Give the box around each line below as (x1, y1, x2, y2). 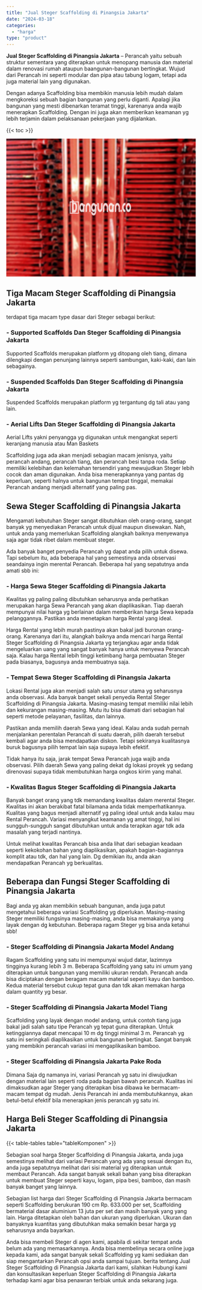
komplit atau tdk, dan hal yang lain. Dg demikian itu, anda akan (6, 853, 161, 860)
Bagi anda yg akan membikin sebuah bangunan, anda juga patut (6, 902, 165, 909)
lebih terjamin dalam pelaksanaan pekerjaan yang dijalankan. (6, 115, 158, 123)
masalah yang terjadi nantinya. (6, 828, 82, 836)
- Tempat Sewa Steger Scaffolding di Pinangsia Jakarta (6, 673, 171, 682)
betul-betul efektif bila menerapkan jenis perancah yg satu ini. (6, 1096, 160, 1104)
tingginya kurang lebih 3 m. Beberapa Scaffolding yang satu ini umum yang (6, 962, 192, 970)
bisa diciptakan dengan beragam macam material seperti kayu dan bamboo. (6, 976, 195, 983)
